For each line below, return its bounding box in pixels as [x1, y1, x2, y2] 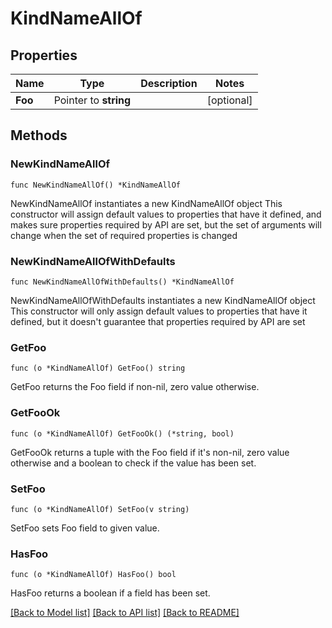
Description [140, 77, 198, 90]
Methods [10, 127, 68, 144]
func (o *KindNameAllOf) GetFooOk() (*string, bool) [10, 428, 235, 439]
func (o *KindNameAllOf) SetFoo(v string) [10, 504, 190, 514]
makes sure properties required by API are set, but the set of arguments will [10, 218, 322, 231]
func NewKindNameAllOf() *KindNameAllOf [10, 180, 182, 190]
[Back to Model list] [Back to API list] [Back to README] [10, 607, 240, 619]
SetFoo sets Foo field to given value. [10, 522, 160, 534]
